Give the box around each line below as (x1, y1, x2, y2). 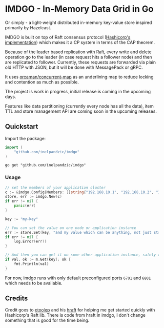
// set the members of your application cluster (5, 185, 106, 190)
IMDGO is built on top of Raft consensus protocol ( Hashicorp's (5, 34, 131, 40)
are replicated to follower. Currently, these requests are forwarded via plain (5, 59, 156, 65)
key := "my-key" (5, 216, 38, 222)
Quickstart (5, 123, 39, 131)
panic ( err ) (14, 204, 36, 208)
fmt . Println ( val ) (14, 261, 49, 266)
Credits (5, 294, 28, 303)
